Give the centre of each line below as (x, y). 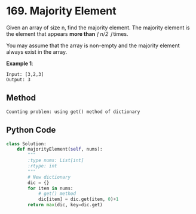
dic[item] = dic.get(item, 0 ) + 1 (78, 199)
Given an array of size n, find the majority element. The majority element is (98, 27)
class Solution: (26, 144)
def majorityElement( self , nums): (60, 149)
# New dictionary (49, 177)
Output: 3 (19, 80)
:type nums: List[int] (56, 160)
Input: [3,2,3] (25, 74)
